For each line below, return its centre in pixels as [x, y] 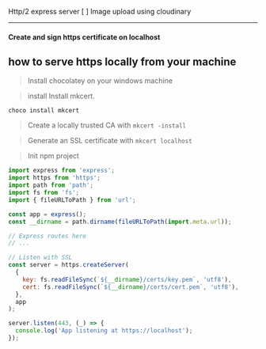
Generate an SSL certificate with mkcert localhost [110, 141]
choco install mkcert [44, 111]
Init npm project [53, 156]
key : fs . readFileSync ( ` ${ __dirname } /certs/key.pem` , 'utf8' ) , [127, 279]
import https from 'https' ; [55, 178]
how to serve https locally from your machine [122, 61]
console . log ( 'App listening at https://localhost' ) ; [104, 331]
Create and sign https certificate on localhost [84, 37]
